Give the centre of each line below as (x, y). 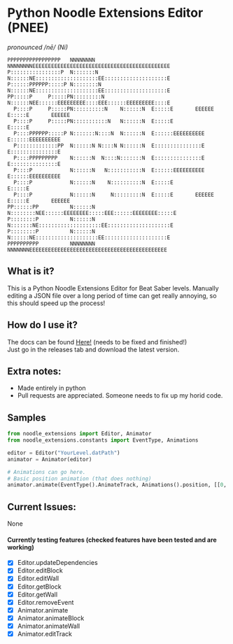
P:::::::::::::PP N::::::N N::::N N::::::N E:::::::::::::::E (109, 146)
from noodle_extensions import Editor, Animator (79, 434)
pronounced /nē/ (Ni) (38, 47)
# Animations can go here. (47, 472)
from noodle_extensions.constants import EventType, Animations (103, 440)
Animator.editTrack (44, 633)
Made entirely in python (51, 388)
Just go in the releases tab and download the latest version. (93, 349)
